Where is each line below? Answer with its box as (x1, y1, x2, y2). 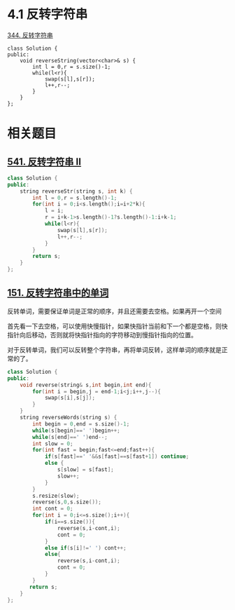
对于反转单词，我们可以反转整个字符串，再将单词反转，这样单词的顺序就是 (7, 345, 222, 354)
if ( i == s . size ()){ (44, 518, 96, 525)
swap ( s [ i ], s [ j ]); (44, 394, 96, 402)
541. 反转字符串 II (7, 156, 82, 168)
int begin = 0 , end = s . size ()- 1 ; (32, 420, 130, 428)
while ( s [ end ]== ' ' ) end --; (32, 433, 108, 440)
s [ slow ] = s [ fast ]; (57, 466, 114, 473)
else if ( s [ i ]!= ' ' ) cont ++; (44, 544, 127, 551)
